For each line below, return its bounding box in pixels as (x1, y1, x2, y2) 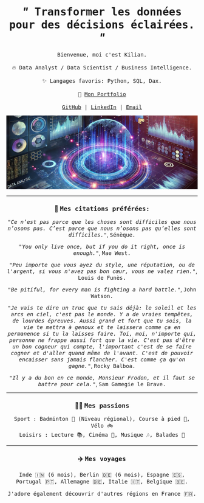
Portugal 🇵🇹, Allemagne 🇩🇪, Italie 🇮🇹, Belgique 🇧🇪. (16, 478, 188, 485)
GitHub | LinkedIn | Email (61, 103, 143, 111)
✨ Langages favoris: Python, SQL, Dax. (42, 77, 162, 84)
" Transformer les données (22, 5, 182, 19)
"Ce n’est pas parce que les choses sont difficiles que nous (7, 218, 197, 226)
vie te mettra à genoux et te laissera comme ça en (23, 324, 181, 331)
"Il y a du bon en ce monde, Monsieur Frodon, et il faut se (8, 375, 195, 381)
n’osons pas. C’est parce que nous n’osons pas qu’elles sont (7, 225, 197, 232)
